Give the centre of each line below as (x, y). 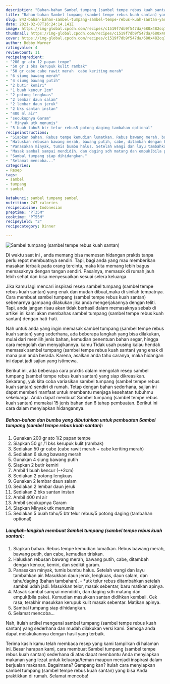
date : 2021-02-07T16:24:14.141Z (40, 24)
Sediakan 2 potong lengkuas (43, 476)
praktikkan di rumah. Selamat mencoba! (47, 676)
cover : (13, 39)
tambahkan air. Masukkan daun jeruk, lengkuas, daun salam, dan (80, 575)
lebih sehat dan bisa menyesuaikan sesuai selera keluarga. (67, 276)
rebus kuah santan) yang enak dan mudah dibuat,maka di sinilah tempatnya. (85, 292)
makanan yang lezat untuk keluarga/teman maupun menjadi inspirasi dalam (84, 660)
